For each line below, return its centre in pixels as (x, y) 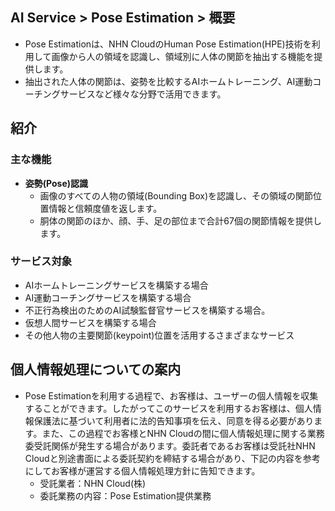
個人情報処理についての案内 (96, 369)
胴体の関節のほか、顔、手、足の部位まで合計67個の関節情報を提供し (180, 220)
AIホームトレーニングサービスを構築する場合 (116, 285)
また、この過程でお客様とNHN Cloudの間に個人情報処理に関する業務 (183, 433)
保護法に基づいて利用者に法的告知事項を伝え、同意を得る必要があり (174, 420)
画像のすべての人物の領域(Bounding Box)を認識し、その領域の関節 (176, 195)
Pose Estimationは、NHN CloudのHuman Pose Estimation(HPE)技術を (168, 44)
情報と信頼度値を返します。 (105, 208)
